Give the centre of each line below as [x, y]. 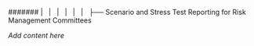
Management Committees [50, 20]
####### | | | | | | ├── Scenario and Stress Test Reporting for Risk [127, 12]
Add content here [36, 35]
